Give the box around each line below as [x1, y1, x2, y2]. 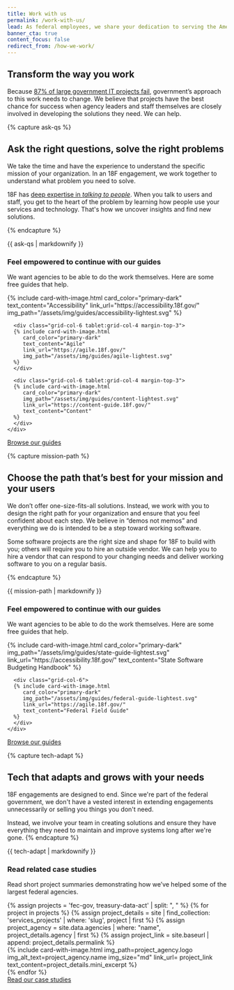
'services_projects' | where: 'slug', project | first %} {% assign [7, 916, 185, 924]
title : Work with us [7, 10, 68, 17]
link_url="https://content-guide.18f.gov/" [22, 401, 151, 409]
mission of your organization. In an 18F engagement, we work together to [7, 169, 217, 177]
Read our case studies [7, 975, 72, 984]
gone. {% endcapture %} [7, 833, 79, 842]
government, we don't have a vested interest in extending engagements [7, 797, 214, 806]
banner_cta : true [7, 29, 58, 37]
